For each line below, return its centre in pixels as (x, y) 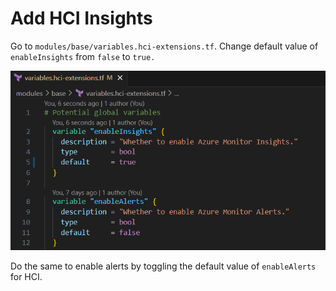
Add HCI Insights (81, 18)
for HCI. (26, 276)
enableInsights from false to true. (83, 56)
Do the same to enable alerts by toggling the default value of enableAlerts (163, 266)
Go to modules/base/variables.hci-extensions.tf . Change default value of (164, 46)
